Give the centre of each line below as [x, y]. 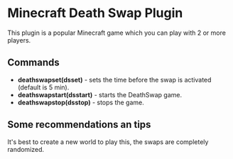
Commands [34, 63]
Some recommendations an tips [79, 125]
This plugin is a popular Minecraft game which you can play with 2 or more [116, 33]
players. [19, 40]
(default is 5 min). [43, 87]
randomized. [26, 149]
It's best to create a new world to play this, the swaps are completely [108, 142]
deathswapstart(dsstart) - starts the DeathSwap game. [100, 94]
